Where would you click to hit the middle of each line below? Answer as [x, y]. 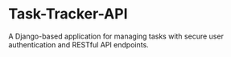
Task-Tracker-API [68, 14]
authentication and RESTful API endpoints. [78, 44]
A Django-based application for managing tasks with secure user [116, 36]
